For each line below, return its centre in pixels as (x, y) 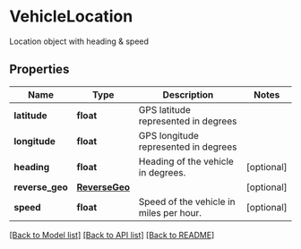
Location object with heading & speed (79, 41)
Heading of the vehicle (186, 161)
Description (188, 94)
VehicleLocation (71, 17)
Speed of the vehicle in (187, 202)
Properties (39, 69)
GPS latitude (164, 109)
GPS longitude (169, 135)
